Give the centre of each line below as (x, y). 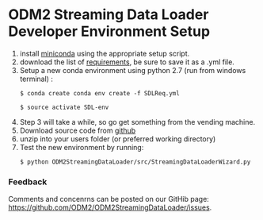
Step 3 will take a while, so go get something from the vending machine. (137, 122)
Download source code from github (78, 130)
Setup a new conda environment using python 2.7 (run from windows (133, 70)
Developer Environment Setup (109, 31)
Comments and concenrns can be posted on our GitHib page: (109, 199)
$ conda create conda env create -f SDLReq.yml (99, 93)
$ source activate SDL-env (64, 107)
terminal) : (36, 79)
